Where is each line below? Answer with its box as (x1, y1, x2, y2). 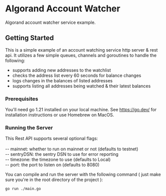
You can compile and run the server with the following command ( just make (5, 172, 161, 178)
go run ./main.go (5, 187, 41, 192)
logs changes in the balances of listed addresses (12, 77, 113, 83)
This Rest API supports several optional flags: (5, 135, 98, 141)
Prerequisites (5, 95, 38, 102)
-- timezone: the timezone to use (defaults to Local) (5, 157, 111, 163)
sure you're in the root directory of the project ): (5, 177, 103, 183)
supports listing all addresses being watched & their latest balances (12, 83, 151, 89)
